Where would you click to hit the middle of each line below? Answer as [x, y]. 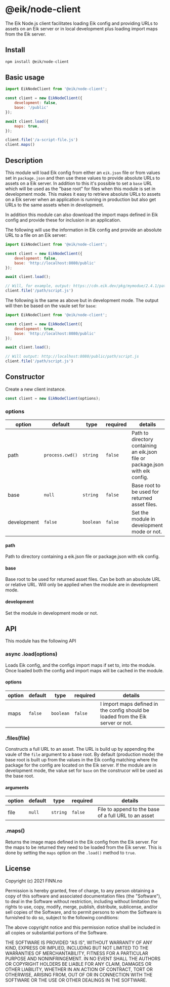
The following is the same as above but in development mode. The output [82, 300]
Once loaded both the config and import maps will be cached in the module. [84, 670]
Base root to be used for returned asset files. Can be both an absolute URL [83, 579]
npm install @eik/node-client [37, 62]
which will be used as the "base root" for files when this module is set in [80, 189]
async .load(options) [31, 654]
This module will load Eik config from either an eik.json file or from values [83, 173]
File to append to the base [129, 809]
